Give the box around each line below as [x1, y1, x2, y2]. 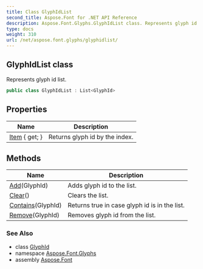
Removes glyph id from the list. [67, 211, 156, 219]
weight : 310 [6, 32, 36, 38]
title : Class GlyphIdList [6, 9, 72, 15]
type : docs [6, 26, 34, 32]
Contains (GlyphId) [9, 201, 62, 209]
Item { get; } [9, 132, 43, 141]
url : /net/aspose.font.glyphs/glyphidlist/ [6, 37, 119, 43]
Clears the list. [67, 191, 109, 200]
